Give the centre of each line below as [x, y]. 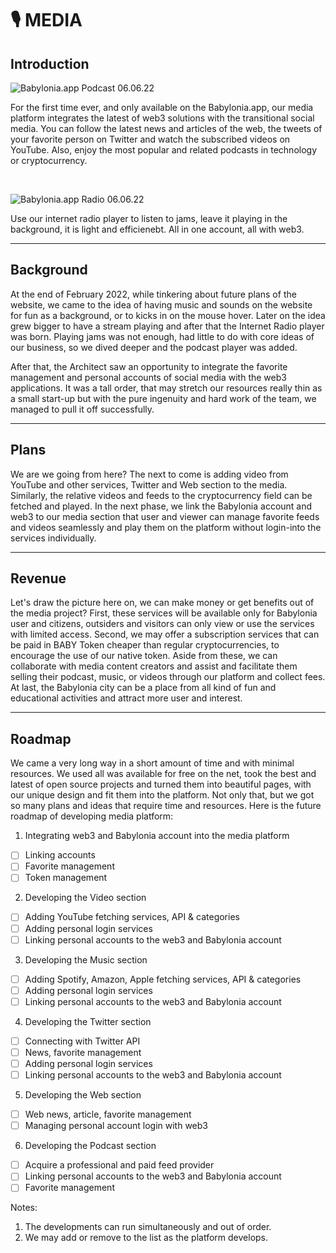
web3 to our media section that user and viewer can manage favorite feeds [165, 516]
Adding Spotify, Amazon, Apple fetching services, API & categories [163, 979]
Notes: [24, 1208]
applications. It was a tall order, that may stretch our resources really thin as [166, 388]
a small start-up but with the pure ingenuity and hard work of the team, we [163, 398]
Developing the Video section [85, 898]
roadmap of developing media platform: [92, 816]
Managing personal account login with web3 [116, 1126]
